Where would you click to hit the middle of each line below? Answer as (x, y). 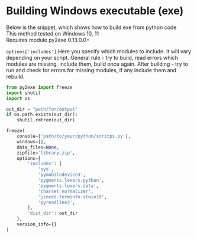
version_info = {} (37, 224)
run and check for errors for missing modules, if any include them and (91, 70)
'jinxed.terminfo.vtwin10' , (72, 197)
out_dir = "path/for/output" (42, 109)
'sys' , (46, 169)
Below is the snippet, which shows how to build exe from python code (91, 27)
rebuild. (15, 76)
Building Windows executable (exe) (95, 11)
